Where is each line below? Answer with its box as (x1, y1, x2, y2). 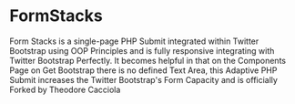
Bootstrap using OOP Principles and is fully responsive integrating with (9, 45, 275, 56)
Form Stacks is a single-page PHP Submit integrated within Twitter (9, 36, 259, 47)
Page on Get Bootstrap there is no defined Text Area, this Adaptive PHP (9, 65, 278, 76)
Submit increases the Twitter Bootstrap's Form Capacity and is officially (9, 74, 278, 85)
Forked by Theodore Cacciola (9, 84, 121, 95)
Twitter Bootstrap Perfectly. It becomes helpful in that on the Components (9, 55, 287, 66)
